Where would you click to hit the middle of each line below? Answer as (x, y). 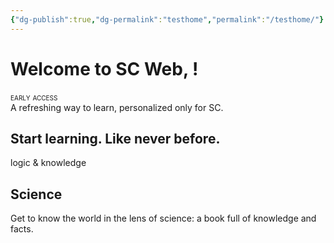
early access (34, 97)
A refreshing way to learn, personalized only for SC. (117, 107)
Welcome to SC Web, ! (104, 68)
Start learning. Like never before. (115, 138)
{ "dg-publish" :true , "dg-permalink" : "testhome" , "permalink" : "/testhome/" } (167, 19)
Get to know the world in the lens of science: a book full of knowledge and (163, 218)
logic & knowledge (48, 163)
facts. (22, 229)
